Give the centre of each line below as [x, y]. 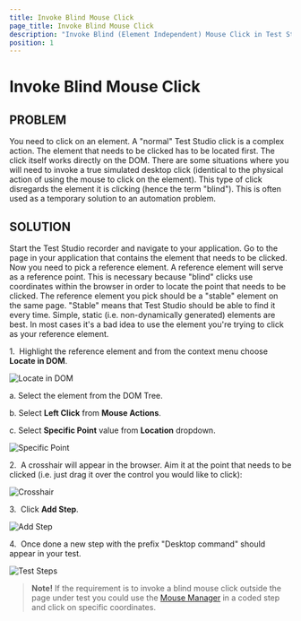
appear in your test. [46, 554]
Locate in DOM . [39, 361]
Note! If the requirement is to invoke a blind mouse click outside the [156, 589]
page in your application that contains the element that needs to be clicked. [149, 258]
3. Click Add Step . [44, 509]
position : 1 [31, 43]
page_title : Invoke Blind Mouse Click [82, 26]
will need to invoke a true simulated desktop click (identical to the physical [146, 170]
